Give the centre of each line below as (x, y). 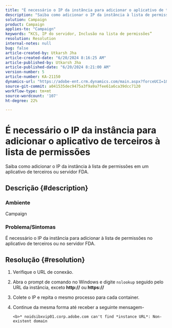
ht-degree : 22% (21, 100)
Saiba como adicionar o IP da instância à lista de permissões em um (77, 167)
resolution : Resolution (31, 39)
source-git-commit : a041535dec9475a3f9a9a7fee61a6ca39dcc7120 (73, 86)
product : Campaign (25, 24)
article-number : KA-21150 (33, 77)
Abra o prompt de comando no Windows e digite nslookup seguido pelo (88, 282)
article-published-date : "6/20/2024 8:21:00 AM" (58, 67)
